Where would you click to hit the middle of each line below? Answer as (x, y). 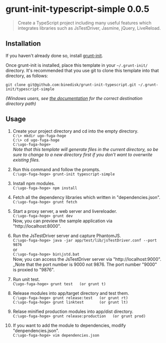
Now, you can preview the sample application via (62, 221)
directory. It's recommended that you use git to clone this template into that (82, 70)
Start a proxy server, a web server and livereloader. (65, 211)
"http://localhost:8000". (37, 226)
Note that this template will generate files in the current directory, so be (85, 149)
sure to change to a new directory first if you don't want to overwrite (83, 154)
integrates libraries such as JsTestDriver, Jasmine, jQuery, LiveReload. (89, 28)
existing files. (26, 160)
